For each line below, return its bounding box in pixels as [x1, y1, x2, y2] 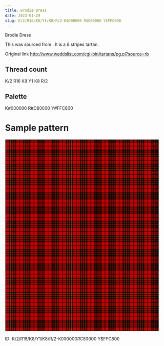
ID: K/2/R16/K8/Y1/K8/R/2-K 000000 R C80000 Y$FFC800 [5, 336, 120, 342]
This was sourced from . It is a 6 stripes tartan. [5, 41, 99, 47]
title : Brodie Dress [5, 8, 47, 13]
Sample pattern [5, 122, 69, 134]
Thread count [5, 65, 47, 73]
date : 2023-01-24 [5, 13, 41, 18]
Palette [5, 92, 27, 101]
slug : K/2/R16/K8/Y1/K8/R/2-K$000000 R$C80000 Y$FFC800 [5, 18, 121, 23]
